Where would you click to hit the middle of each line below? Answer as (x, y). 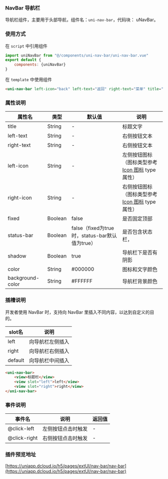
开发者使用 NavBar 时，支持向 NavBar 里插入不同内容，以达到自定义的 (77, 312)
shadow (17, 256)
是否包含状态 (137, 232)
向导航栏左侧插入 (49, 342)
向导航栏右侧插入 (49, 351)
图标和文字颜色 (140, 270)
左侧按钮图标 (137, 155)
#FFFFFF (82, 281)
